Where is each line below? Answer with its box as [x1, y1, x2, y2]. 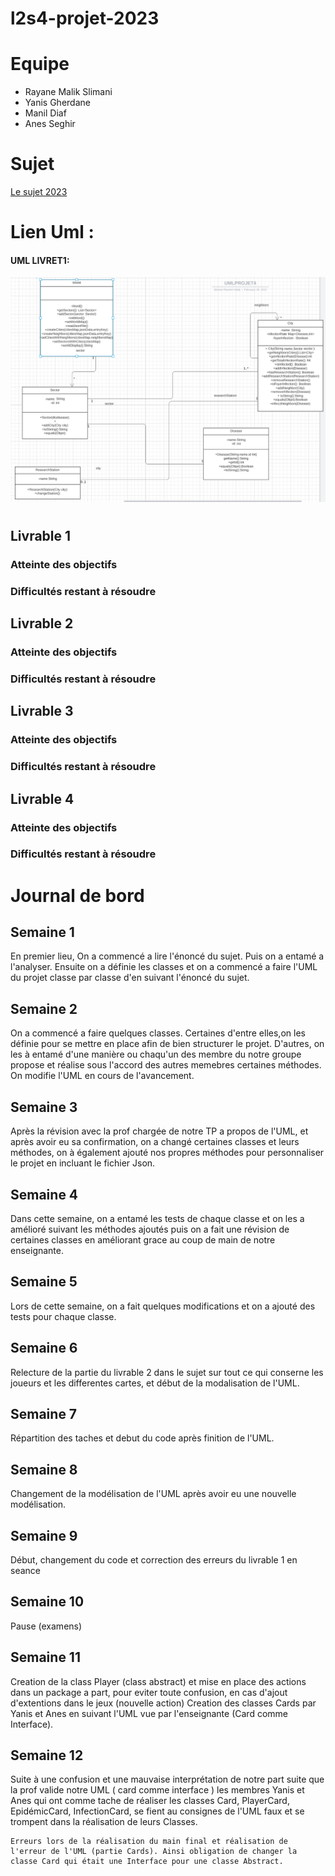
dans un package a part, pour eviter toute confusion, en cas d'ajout [10, 1686, 288, 1698]
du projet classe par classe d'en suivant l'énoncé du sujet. [10, 972, 250, 984]
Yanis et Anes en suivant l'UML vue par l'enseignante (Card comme [10, 1707, 288, 1719]
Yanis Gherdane [24, 97, 91, 109]
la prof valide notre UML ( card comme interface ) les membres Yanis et [10, 1784, 305, 1796]
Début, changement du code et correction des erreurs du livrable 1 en [10, 1553, 298, 1566]
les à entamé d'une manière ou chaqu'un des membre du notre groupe [10, 1048, 302, 1061]
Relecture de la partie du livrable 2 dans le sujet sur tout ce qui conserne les [10, 1366, 324, 1378]
